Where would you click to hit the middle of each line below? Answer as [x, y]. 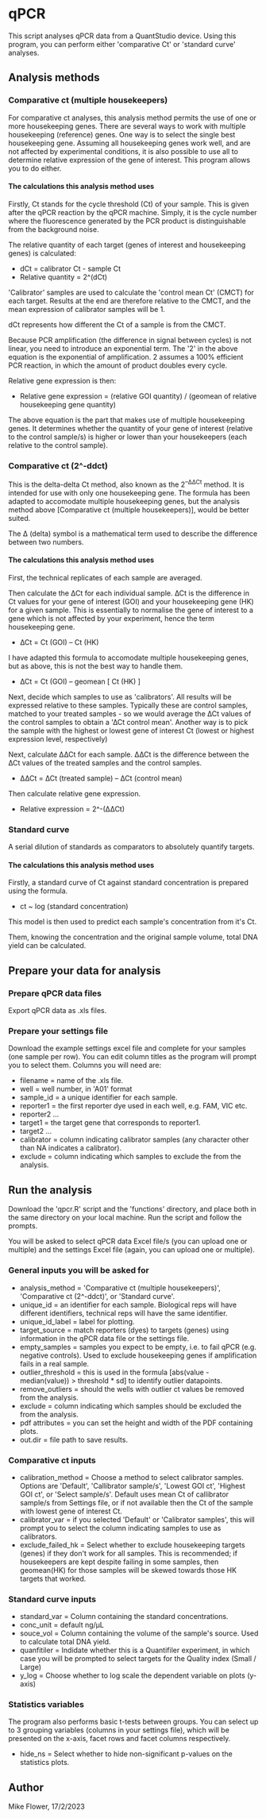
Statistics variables [46, 1705]
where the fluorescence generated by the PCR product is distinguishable [127, 221]
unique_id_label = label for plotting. [77, 1321]
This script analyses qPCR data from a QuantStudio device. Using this [122, 36]
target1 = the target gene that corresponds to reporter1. [110, 1123]
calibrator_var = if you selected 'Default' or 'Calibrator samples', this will [137, 1519]
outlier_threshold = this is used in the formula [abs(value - [114, 1372]
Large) [31, 1667]
